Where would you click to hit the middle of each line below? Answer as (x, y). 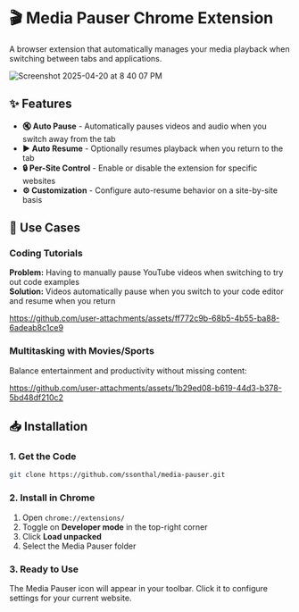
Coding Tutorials (46, 254)
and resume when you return (62, 301)
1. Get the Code (43, 457)
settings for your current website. (71, 598)
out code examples (45, 282)
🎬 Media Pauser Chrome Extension (141, 18)
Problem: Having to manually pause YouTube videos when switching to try (146, 272)
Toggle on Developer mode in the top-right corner (115, 527)
